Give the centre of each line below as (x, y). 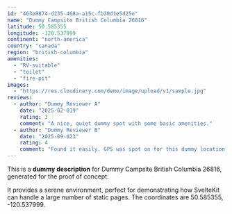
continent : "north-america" (48, 40)
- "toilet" (29, 72)
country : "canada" (34, 46)
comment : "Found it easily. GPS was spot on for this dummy (108, 149)
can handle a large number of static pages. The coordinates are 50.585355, (115, 197)
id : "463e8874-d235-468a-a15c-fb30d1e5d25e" (73, 14)
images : (18, 85)
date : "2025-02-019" (49, 110)
